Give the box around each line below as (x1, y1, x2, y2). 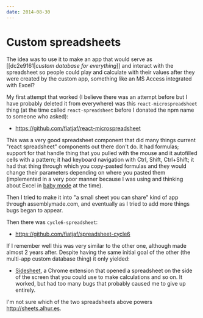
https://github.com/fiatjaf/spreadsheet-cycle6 (15, 230, 130, 237)
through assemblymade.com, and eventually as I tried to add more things (6, 200, 190, 208)
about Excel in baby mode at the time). (6, 181, 104, 189)
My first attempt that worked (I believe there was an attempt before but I (6, 93, 188, 101)
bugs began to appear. (6, 206, 63, 214)
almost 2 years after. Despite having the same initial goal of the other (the (6, 248, 191, 256)
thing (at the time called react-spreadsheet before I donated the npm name (6, 106, 194, 114)
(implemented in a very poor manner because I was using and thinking (6, 175, 183, 182)
